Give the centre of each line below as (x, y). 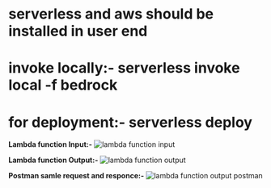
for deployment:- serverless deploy (131, 122)
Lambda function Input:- (51, 144)
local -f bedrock (63, 85)
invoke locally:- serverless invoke (124, 68)
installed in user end (78, 31)
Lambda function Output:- (53, 160)
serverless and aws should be (111, 14)
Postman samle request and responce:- (76, 176)
